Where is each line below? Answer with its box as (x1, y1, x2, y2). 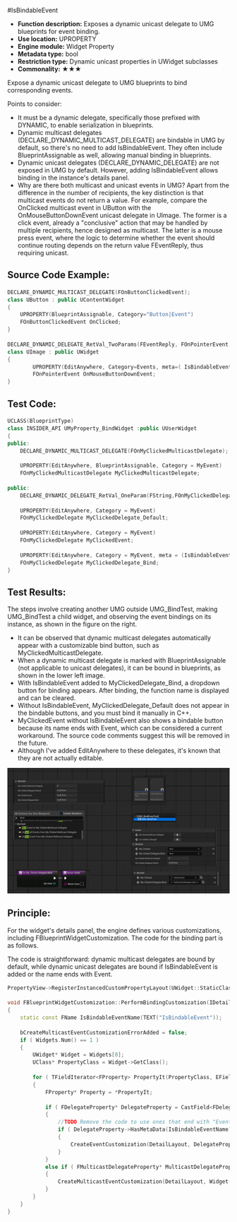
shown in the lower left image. (17, 671, 106, 680)
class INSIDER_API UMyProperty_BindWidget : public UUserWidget (7, 424, 197, 432)
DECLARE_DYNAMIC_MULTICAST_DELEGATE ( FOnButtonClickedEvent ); (7, 289, 191, 296)
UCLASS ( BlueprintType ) (7, 417, 74, 424)
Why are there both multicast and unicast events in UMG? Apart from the (17, 181, 229, 190)
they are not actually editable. (17, 754, 104, 762)
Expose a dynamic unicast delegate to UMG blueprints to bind (7, 78, 188, 87)
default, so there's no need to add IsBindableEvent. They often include (17, 144, 222, 151)
